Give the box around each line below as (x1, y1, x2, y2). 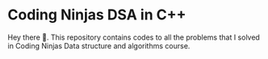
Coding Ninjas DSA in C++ (7, 6, 186, 24)
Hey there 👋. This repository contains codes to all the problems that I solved (7, 32, 260, 42)
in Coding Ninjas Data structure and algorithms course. (7, 40, 191, 50)
